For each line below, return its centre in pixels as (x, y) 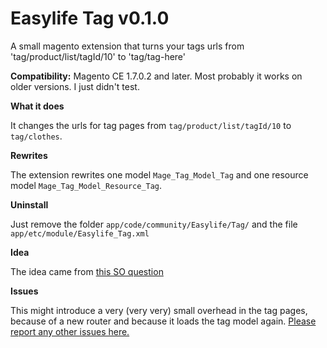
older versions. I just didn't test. (75, 86)
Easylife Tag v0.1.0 (90, 18)
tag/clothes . (36, 136)
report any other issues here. (70, 331)
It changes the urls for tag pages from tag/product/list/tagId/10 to (151, 125)
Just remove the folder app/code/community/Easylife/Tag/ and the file (154, 224)
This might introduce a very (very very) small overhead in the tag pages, (159, 310)
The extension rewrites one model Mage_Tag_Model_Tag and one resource (159, 174)
